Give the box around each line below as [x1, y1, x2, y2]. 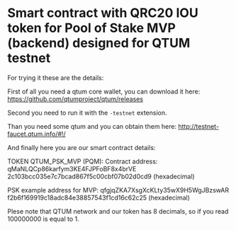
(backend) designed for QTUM [7, 35, 191, 51]
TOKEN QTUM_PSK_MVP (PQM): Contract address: [7, 157, 158, 166]
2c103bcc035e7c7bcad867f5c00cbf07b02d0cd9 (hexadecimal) [7, 172, 195, 180]
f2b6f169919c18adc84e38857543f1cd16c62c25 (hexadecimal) [7, 193, 190, 202]
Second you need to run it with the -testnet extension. [7, 108, 168, 117]
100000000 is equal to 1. [7, 214, 79, 223]
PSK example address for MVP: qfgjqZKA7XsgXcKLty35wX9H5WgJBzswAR [7, 185, 230, 194]
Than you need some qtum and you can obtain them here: [7, 122, 177, 130]
